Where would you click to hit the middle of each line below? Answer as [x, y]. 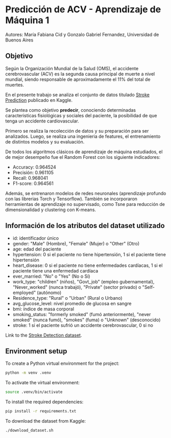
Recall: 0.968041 [30, 178]
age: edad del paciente [37, 249]
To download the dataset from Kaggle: [45, 421]
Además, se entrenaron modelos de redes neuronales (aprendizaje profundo [86, 193]
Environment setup [36, 351]
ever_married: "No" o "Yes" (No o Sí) [51, 276]
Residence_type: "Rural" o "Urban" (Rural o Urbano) [67, 298]
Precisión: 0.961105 [33, 172]
